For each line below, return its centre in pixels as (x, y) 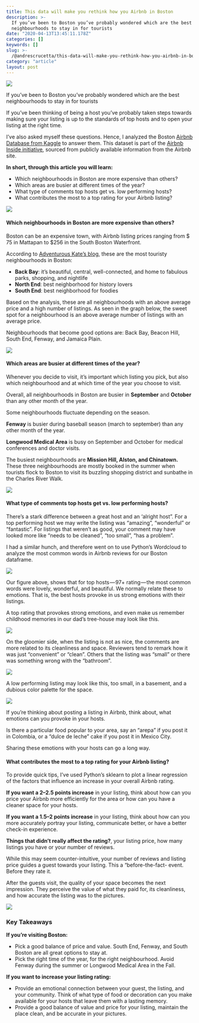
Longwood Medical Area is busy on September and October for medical (95, 442)
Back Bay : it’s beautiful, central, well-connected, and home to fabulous (101, 272)
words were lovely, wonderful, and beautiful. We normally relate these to (94, 588)
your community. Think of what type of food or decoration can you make (103, 995)
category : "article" (32, 61)
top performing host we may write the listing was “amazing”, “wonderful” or (98, 522)
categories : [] (25, 39)
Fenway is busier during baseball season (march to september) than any (95, 424)
